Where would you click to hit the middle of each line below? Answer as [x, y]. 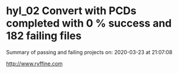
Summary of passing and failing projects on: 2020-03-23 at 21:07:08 [89, 52]
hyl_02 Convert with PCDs [71, 11]
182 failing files [44, 36]
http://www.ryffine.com [34, 64]
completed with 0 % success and [89, 23]
